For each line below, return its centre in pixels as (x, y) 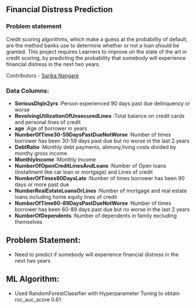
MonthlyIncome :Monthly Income (55, 159)
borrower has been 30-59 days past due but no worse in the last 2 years (102, 141)
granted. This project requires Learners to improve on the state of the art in (97, 52)
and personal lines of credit (47, 122)
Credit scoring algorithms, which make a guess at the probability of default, (97, 39)
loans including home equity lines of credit (66, 197)
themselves (28, 222)
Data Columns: (28, 90)
